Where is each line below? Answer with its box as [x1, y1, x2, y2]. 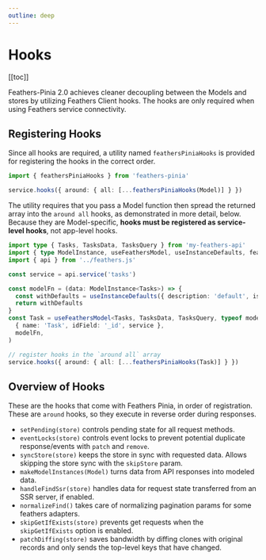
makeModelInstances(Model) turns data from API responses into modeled [19, 467, 255, 477]
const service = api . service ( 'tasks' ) [8, 270, 136, 278]
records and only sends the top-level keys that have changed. [19, 543, 222, 552]
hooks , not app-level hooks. [25, 226, 118, 236]
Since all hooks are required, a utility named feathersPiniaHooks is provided [8, 148, 255, 158]
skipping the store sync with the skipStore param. [19, 458, 184, 468]
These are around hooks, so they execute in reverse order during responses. [8, 409, 257, 419]
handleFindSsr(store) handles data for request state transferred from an [19, 484, 257, 493]
